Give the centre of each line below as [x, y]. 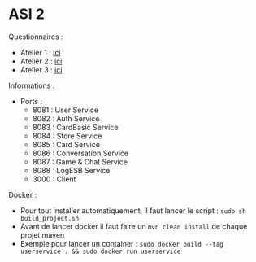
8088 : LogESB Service [71, 170]
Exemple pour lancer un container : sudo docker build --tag [121, 243]
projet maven [42, 235]
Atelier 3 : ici [41, 69]
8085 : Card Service [66, 144]
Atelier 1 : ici [40, 52]
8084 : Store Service [67, 136]
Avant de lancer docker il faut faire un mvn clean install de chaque [134, 226]
